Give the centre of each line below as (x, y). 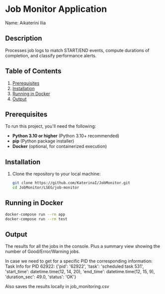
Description (24, 38)
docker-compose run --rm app (35, 214)
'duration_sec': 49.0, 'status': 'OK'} (41, 277)
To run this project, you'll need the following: (51, 126)
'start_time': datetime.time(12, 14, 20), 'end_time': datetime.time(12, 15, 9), (80, 272)
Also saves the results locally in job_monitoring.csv (57, 287)
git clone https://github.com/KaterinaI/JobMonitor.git (71, 183)
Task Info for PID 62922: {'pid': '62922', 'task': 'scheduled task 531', (75, 266)
